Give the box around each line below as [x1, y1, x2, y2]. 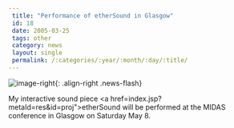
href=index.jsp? [110, 94, 162, 103]
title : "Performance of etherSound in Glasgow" [11, 11, 174, 20]
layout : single [11, 49, 63, 57]
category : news [11, 42, 63, 50]
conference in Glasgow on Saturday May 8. [8, 110, 151, 120]
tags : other [11, 34, 52, 42]
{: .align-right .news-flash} [54, 78, 143, 88]
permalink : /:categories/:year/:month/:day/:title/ [11, 57, 188, 65]
